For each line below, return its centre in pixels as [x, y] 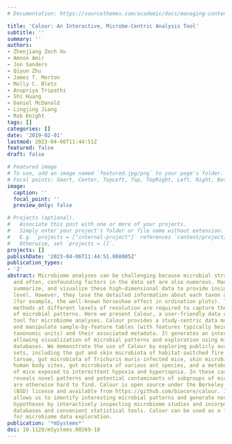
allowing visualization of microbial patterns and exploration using [115, 340]
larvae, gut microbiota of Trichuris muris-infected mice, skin [108, 359]
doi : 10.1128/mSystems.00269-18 [54, 430]
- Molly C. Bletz [32, 84]
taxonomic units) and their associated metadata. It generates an [111, 334]
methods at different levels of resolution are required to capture [114, 308]
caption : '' [31, 193]
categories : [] [29, 128]
